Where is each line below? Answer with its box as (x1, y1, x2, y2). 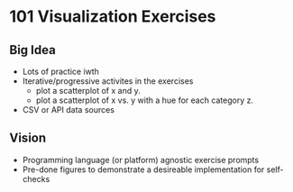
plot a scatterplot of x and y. (35, 86, 142, 96)
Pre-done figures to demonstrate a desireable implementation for (22, 164, 265, 175)
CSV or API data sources (22, 105, 115, 114)
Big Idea (9, 42, 56, 58)
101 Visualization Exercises (9, 6, 216, 27)
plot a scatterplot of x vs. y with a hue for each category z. (35, 95, 254, 105)
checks (22, 173, 50, 184)
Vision (9, 131, 47, 146)
